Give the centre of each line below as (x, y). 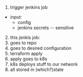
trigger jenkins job (29, 7)
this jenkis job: (25, 37)
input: (16, 17)
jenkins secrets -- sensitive (46, 28)
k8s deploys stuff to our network (44, 64)
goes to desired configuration (41, 48)
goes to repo (23, 43)
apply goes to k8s (29, 59)
